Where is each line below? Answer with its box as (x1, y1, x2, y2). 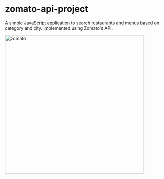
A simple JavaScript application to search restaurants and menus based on (5, 20, 160, 26)
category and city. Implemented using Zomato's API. (5, 25, 113, 31)
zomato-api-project (5, 3, 88, 15)
